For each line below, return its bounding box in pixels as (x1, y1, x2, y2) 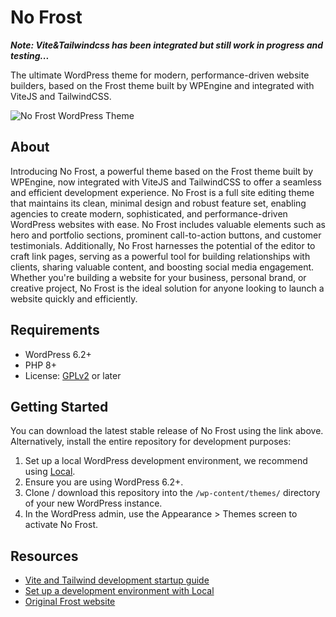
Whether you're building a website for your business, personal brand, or (10, 271, 307, 283)
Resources (10, 547, 79, 565)
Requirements (10, 322, 100, 339)
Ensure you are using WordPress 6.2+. (24, 476, 184, 488)
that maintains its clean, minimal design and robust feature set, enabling (10, 197, 307, 209)
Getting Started (10, 398, 109, 415)
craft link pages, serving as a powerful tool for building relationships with (10, 250, 311, 262)
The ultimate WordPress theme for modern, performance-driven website (10, 69, 310, 81)
